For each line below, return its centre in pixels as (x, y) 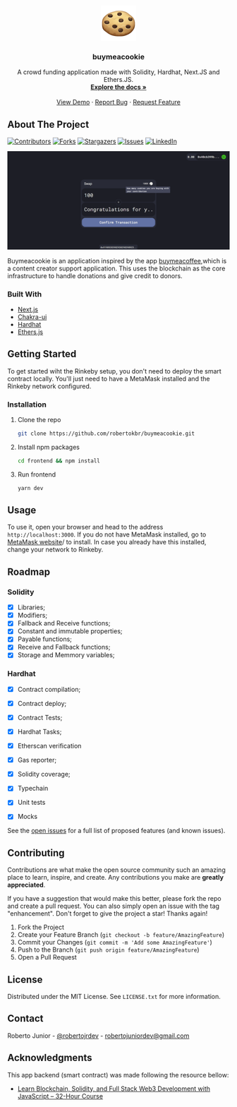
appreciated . (26, 885)
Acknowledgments (50, 1058)
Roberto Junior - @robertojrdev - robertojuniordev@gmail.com (98, 1036)
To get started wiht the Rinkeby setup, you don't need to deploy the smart (115, 371)
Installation (27, 405)
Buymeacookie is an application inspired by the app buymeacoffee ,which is (117, 261)
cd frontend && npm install (59, 461)
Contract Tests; (40, 717)
